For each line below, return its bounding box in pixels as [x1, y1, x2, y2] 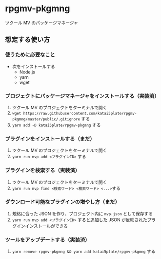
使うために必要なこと [5, 51, 55, 58]
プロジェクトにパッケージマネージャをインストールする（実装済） [5, 93, 160, 99]
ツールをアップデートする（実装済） [5, 236, 90, 243]
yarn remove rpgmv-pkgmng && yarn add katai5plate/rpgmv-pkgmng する [12, 248, 156, 255]
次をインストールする [12, 63, 55, 69]
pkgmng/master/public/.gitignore [12, 117, 80, 121]
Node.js [19, 69, 36, 75]
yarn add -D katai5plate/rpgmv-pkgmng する [12, 122, 101, 128]
